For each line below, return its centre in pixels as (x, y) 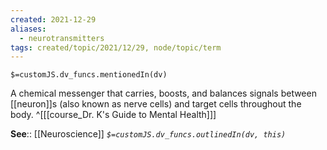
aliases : (28, 29)
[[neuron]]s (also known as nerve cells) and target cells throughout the (156, 104)
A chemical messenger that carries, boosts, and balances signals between (163, 93)
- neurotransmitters (62, 38)
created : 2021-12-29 (53, 19)
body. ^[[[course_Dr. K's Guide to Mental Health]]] (113, 115)
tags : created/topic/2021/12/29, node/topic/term (116, 47)
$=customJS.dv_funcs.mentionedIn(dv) (89, 75)
